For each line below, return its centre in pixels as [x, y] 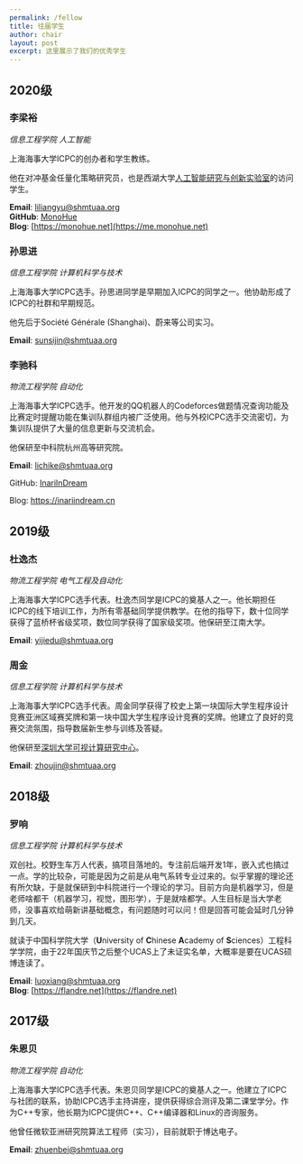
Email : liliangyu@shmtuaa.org [64, 207]
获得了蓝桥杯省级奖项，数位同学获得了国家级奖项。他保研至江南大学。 [140, 623]
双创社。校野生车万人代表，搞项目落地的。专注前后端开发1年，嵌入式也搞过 [149, 865]
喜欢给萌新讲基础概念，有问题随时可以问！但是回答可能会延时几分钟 [167, 910]
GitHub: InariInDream [48, 483]
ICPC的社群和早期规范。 [55, 303]
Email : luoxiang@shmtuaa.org [65, 981]
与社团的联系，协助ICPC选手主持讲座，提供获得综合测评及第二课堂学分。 [145, 1101]
